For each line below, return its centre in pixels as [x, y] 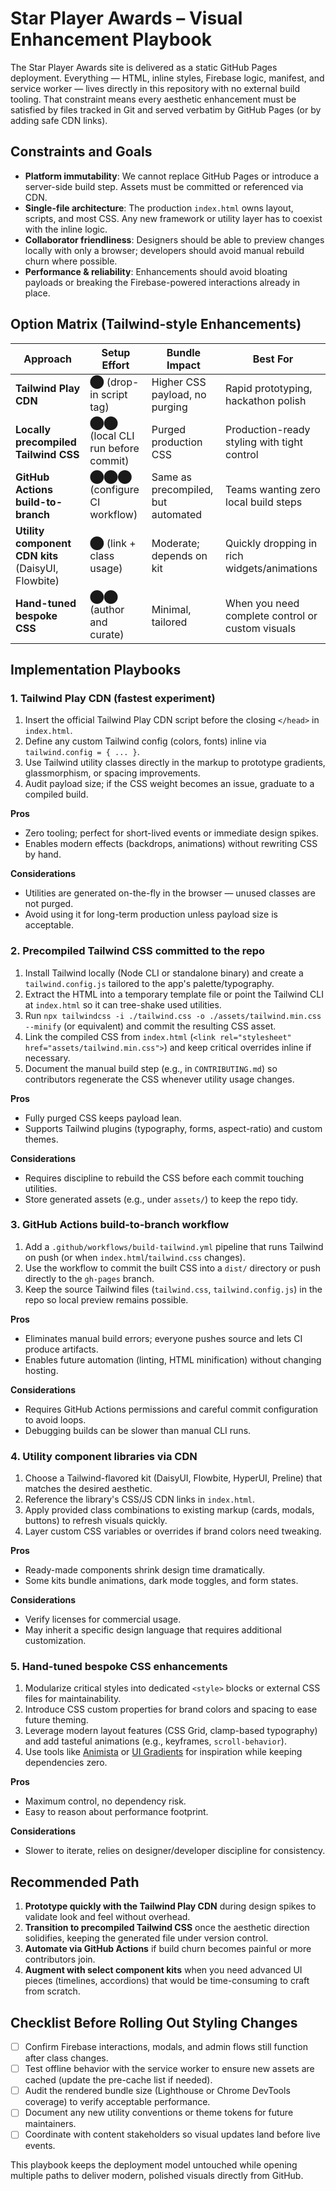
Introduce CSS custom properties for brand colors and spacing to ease [171, 1709]
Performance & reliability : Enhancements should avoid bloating [156, 271]
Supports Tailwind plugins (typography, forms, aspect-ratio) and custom [173, 1128]
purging [169, 407]
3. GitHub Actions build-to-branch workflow [120, 1225]
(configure [114, 489]
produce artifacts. [61, 1349]
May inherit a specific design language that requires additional [153, 1630]
